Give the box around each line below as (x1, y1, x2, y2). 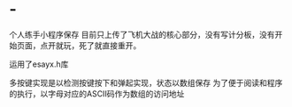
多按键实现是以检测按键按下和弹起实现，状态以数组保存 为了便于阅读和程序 (9, 77, 283, 88)
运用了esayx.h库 (9, 59, 69, 69)
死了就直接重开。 (78, 39, 142, 51)
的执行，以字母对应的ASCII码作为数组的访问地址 (9, 88, 185, 99)
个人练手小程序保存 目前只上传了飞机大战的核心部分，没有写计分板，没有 (9, 29, 275, 39)
